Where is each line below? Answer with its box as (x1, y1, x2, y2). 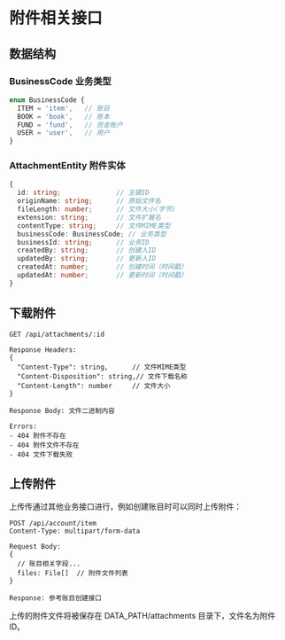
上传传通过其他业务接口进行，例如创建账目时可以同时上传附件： (9, 502, 242, 512)
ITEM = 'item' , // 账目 (17, 104, 111, 113)
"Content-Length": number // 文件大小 (17, 381, 171, 390)
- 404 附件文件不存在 (9, 441, 80, 449)
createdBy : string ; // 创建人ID (17, 246, 157, 255)
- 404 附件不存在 (9, 431, 66, 440)
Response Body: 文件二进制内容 (9, 406, 115, 415)
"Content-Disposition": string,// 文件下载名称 (17, 371, 188, 381)
